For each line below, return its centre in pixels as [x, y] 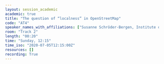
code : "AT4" [17, 23]
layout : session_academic [31, 9]
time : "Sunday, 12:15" [28, 41]
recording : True [21, 54]
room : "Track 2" [21, 32]
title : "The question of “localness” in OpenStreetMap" [63, 18]
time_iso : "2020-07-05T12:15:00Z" [40, 45]
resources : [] [20, 50]
